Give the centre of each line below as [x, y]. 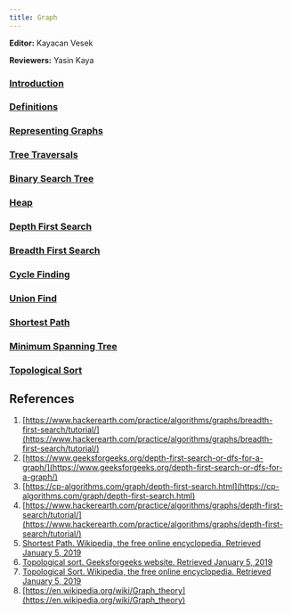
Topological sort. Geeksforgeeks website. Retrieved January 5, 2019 [147, 562]
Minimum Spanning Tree [63, 346]
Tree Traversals [44, 155]
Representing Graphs [57, 131]
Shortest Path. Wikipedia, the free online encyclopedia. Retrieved [141, 544]
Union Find [33, 298]
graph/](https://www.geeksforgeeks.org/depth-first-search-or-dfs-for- [152, 468]
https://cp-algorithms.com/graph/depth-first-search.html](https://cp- [153, 487]
